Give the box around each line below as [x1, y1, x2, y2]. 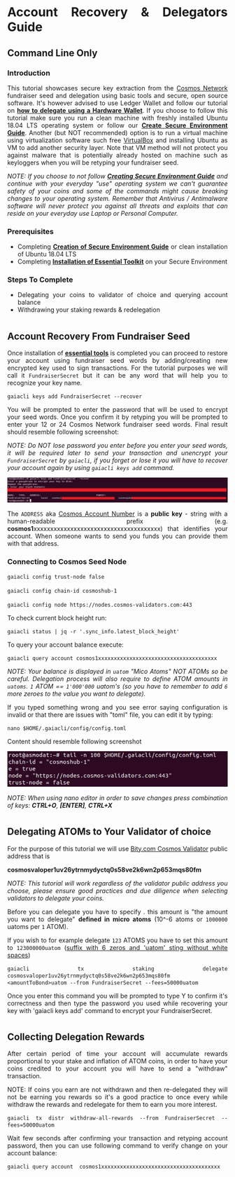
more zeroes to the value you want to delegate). [7, 689, 146, 698]
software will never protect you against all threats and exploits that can [7, 201, 228, 210]
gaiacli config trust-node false [7, 574, 105, 581]
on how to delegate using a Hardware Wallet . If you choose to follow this [7, 106, 228, 114]
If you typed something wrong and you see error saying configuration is [7, 703, 228, 712]
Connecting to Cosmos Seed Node [7, 557, 127, 567]
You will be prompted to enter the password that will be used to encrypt [7, 406, 228, 414]
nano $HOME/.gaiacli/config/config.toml [7, 725, 127, 732]
